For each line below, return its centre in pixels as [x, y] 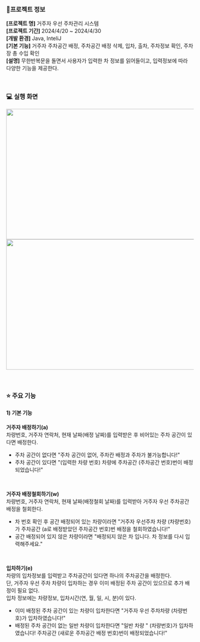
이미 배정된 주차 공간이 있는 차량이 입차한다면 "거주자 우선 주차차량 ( [94, 610]
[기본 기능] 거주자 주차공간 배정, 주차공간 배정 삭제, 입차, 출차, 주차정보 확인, [94, 46]
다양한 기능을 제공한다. [32, 68]
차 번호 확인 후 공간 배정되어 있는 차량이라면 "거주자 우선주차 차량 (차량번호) [103, 521]
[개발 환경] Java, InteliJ [34, 38]
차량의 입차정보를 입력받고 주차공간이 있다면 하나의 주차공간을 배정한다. [89, 575]
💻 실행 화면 [22, 97]
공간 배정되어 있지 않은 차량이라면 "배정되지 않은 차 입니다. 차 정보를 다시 [99, 536]
